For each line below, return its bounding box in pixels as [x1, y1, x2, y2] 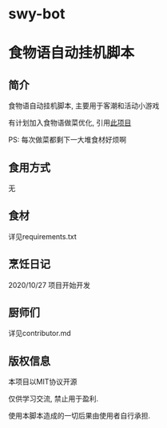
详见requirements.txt [8, 231, 78, 241]
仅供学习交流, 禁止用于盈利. [8, 394, 99, 404]
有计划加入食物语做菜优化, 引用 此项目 [8, 118, 132, 128]
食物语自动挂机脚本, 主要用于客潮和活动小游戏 [8, 101, 160, 110]
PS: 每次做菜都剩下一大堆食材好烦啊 [8, 135, 126, 145]
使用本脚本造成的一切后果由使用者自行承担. [8, 411, 151, 421]
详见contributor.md [8, 329, 71, 338]
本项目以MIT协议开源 [8, 377, 78, 386]
